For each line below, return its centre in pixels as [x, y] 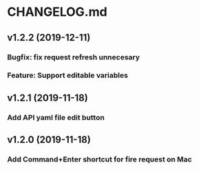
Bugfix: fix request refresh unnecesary [73, 57]
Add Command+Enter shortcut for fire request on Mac [99, 159]
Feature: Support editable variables [68, 75]
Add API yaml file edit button [56, 117]
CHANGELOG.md [57, 12]
